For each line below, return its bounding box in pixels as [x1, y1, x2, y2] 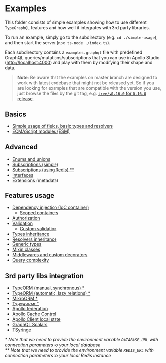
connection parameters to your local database [5, 342, 101, 348]
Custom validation [19, 226, 57, 232]
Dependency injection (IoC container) [12, 204, 89, 211]
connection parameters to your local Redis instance [5, 353, 111, 359]
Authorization [12, 215, 41, 221]
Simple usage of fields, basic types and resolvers [12, 123, 113, 129]
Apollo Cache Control [12, 311, 56, 317]
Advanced [5, 143, 38, 151]
